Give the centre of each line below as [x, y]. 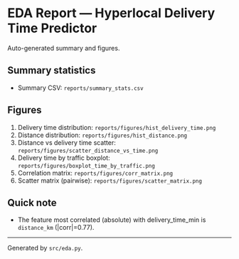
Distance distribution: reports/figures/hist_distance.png [102, 135]
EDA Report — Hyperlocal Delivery [111, 13]
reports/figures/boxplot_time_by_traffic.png [86, 166]
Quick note [32, 202]
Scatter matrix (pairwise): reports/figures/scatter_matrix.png [110, 181]
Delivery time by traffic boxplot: [64, 158]
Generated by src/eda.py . [45, 248]
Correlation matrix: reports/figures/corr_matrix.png [95, 173]
